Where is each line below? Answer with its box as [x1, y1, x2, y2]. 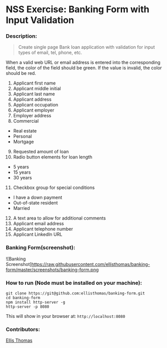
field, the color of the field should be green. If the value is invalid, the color [6, 65, 162, 71]
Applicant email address [13, 221, 64, 227]
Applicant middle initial [13, 86, 61, 92]
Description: [6, 33, 37, 40]
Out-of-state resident [13, 200, 58, 206]
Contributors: [6, 326, 40, 333]
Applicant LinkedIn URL [13, 231, 63, 237]
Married [13, 205, 30, 211]
